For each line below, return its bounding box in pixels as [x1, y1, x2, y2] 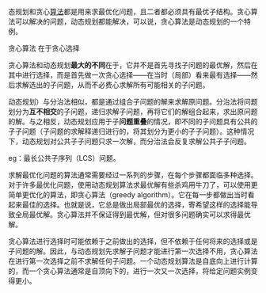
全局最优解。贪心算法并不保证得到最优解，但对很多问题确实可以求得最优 [14, 210, 251, 219]
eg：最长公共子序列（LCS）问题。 [8, 154, 120, 162]
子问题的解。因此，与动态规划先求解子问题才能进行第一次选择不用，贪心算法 [8, 246, 258, 256]
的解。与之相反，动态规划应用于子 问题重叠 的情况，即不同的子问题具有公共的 [8, 117, 258, 126]
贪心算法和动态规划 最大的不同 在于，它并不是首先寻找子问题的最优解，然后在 [8, 60, 258, 70]
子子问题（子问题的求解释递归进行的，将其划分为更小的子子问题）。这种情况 [8, 127, 255, 136]
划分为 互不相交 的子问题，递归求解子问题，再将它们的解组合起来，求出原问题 [8, 107, 258, 116]
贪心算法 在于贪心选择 [8, 44, 80, 53]
